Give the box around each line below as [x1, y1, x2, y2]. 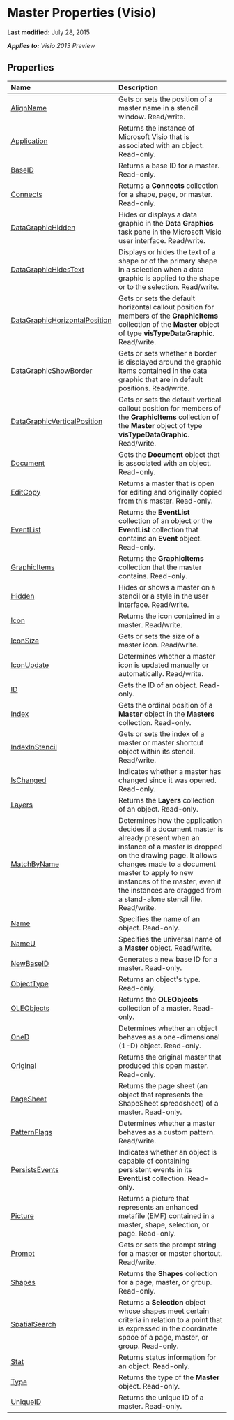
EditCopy [10, 487, 41, 497]
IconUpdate [10, 660, 49, 670]
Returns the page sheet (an [118, 1081, 208, 1090]
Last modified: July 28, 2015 [7, 28, 91, 36]
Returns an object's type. [118, 974, 201, 984]
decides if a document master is [118, 824, 224, 834]
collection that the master [118, 562, 202, 572]
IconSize [10, 636, 40, 645]
